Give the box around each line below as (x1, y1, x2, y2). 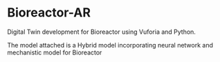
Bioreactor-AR (7, 5, 91, 21)
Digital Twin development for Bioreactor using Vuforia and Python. (7, 28, 196, 36)
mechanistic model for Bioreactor (7, 48, 102, 56)
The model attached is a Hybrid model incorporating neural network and (7, 41, 213, 49)
